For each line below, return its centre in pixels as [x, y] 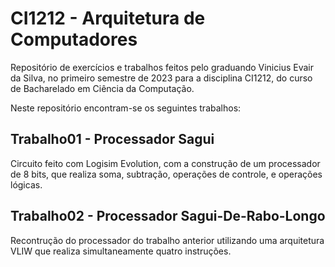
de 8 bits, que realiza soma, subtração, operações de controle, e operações [166, 174]
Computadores [74, 39]
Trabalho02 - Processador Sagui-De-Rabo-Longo [168, 216]
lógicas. [26, 184]
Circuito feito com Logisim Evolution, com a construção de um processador [165, 163]
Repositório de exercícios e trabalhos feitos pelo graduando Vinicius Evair [162, 67]
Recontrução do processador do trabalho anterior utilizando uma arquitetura [167, 240]
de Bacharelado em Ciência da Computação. [102, 88]
